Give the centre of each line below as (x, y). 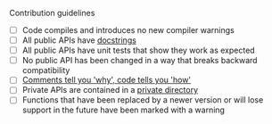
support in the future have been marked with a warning (124, 110)
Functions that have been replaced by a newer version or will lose (143, 100)
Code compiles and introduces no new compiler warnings (128, 30)
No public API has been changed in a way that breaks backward (140, 61)
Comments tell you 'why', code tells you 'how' (107, 80)
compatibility (46, 70)
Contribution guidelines (52, 13)
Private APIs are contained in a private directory (110, 90)
